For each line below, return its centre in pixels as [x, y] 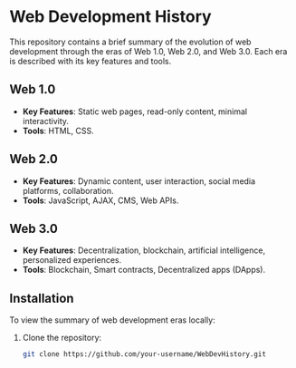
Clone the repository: [62, 338]
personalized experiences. [72, 260]
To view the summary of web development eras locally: [112, 320]
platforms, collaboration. [68, 190]
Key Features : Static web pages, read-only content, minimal [134, 111]
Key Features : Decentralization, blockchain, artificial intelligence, [143, 250]
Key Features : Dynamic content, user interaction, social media [139, 181]
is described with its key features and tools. [91, 61]
